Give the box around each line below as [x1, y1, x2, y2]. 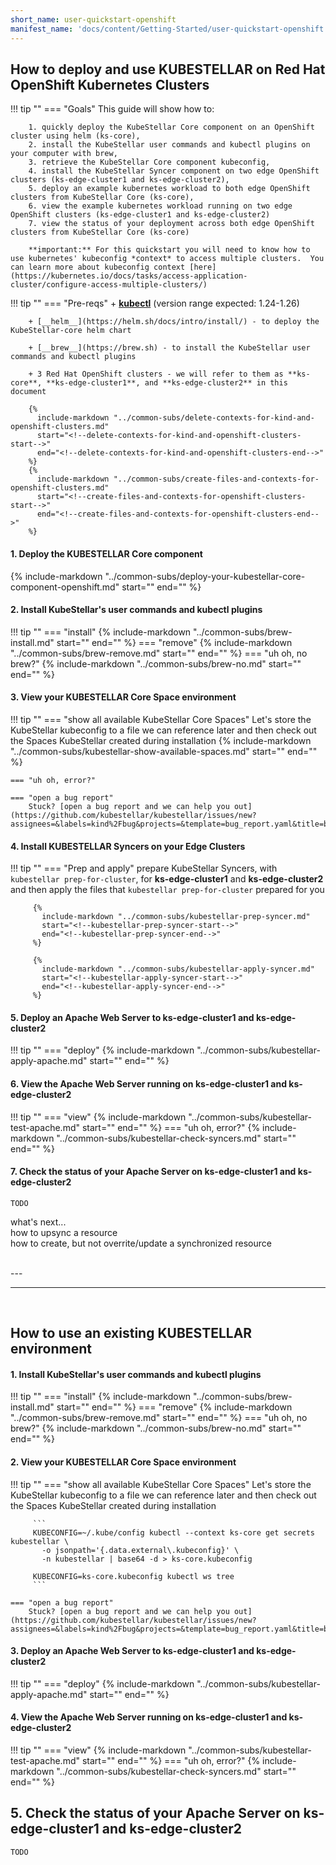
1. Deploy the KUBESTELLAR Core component [10, 547, 203, 560]
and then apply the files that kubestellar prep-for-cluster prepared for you [10, 884, 325, 896]
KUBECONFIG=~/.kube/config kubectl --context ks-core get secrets [32, 1527, 315, 1538]
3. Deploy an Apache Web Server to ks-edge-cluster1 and [10, 1645, 255, 1657]
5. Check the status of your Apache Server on [10, 1805, 301, 1822]
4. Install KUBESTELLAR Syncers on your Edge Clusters [10, 840, 246, 852]
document [10, 387, 47, 397]
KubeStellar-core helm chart [10, 326, 132, 336]
